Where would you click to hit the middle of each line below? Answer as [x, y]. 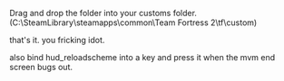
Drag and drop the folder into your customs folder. [103, 13]
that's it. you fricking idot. [57, 40]
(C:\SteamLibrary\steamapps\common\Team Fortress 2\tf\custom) [133, 22]
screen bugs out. [41, 67]
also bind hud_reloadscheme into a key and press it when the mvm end [142, 57]
